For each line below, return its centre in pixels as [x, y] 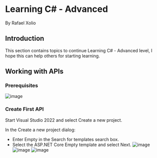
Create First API [25, 109]
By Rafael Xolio [21, 23]
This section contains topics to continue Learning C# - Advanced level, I [79, 50]
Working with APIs [34, 71]
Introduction [25, 39]
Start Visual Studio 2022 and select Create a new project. [64, 120]
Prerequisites [22, 85]
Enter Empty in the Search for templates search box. [66, 139]
